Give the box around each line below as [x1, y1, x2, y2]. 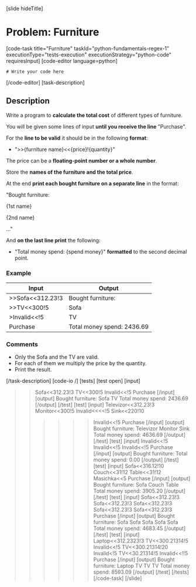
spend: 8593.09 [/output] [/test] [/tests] [93, 569, 189, 576]
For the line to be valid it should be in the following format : [6, 134, 148, 141]
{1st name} [6, 203, 32, 210]
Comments [6, 340, 38, 348]
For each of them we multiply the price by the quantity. [14, 360, 147, 367]
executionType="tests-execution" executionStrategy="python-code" [6, 51, 171, 58]
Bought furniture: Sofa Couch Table [93, 481, 179, 488]
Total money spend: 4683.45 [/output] [93, 525, 186, 532]
